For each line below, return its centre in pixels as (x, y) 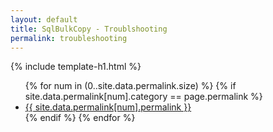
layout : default (44, 19)
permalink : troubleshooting (69, 38)
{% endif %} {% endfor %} (80, 118)
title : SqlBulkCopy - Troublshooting (89, 29)
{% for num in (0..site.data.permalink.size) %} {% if (130, 86)
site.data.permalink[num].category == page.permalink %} (143, 97)
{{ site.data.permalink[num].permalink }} (108, 107)
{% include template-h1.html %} (76, 67)
